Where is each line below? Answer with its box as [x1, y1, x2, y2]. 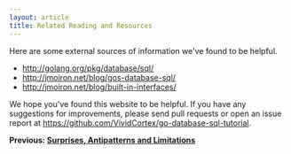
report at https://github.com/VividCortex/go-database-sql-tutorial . [9, 117, 251, 128]
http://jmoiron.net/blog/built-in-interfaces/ [21, 81, 177, 92]
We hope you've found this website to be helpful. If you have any [9, 98, 247, 109]
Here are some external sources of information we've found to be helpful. [9, 45, 278, 56]
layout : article [9, 12, 69, 22]
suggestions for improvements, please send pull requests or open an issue [9, 108, 282, 119]
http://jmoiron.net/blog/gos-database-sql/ [21, 72, 176, 82]
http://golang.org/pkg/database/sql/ [21, 63, 154, 73]
